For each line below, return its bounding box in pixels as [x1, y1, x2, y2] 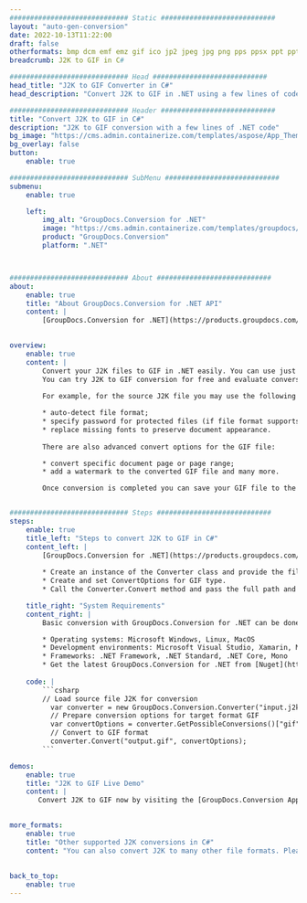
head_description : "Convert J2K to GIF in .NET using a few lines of [9, 89, 281, 99]
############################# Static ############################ [9, 13, 276, 23]
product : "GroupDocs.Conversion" [42, 232, 170, 242]
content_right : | [26, 610, 92, 619]
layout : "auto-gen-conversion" [9, 22, 129, 31]
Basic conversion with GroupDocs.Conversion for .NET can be [42, 618, 281, 627]
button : [9, 148, 39, 158]
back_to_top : [9, 872, 59, 881]
